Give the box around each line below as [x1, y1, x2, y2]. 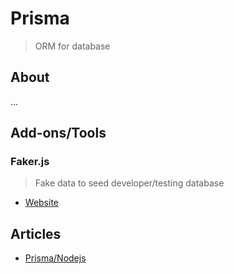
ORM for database [34, 40, 111, 52]
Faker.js [10, 155, 50, 169]
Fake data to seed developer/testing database [34, 177, 225, 189]
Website [24, 197, 60, 209]
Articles [10, 225, 62, 242]
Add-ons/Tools [10, 125, 107, 142]
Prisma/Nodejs [24, 252, 87, 264]
